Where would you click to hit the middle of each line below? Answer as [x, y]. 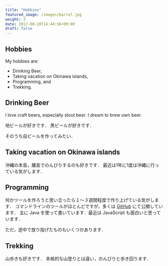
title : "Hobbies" [23, 10]
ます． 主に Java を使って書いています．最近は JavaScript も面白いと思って [83, 213]
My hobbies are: [22, 61]
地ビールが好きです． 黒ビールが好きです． [50, 125]
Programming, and [32, 82]
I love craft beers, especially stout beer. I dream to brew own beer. [73, 115]
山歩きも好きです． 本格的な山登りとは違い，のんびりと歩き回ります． [78, 259]
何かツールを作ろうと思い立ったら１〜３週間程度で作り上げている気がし [80, 200]
